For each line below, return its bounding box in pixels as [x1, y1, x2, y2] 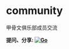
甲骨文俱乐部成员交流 [6, 24, 57, 31]
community [6, 4, 63, 17]
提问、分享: [6, 36, 34, 43]
